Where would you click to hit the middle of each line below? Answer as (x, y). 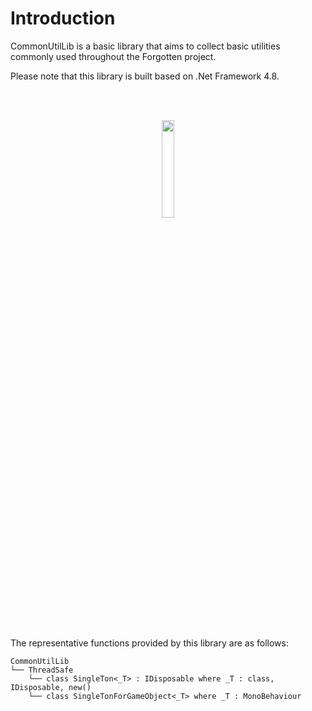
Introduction (63, 18)
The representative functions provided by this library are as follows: (149, 643)
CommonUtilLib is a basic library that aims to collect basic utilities (145, 46)
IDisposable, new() (51, 687)
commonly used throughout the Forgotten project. (113, 56)
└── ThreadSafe (42, 670)
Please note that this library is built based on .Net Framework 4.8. (145, 76)
